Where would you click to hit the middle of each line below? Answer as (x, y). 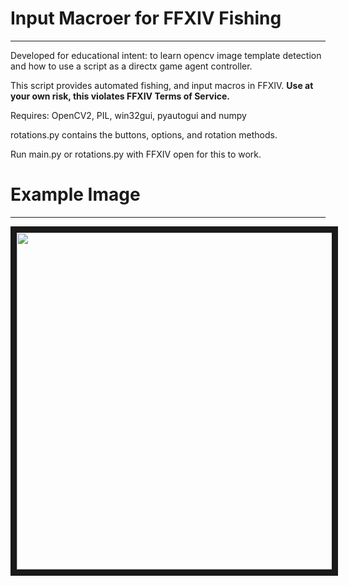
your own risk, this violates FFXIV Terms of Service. (120, 96)
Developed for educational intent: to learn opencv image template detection (166, 55)
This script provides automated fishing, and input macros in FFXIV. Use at (162, 85)
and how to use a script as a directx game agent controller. (131, 66)
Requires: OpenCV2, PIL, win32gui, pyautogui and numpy (128, 115)
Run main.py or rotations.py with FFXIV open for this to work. (136, 154)
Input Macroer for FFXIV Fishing (146, 18)
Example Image (75, 194)
